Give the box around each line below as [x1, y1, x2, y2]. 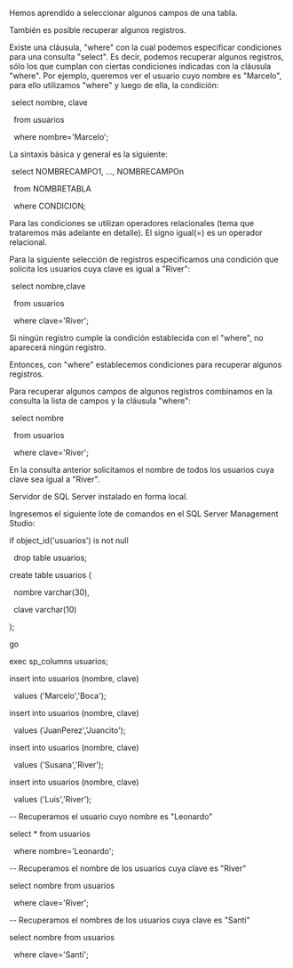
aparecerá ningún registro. [9, 342, 107, 353]
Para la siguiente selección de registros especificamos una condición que [9, 254, 279, 264]
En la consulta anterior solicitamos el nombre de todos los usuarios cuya [9, 465, 275, 475]
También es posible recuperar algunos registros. [9, 25, 186, 35]
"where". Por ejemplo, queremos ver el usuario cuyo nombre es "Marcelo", [9, 70, 282, 81]
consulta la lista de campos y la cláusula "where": [9, 395, 191, 406]
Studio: [9, 518, 36, 528]
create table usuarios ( [9, 570, 91, 580]
